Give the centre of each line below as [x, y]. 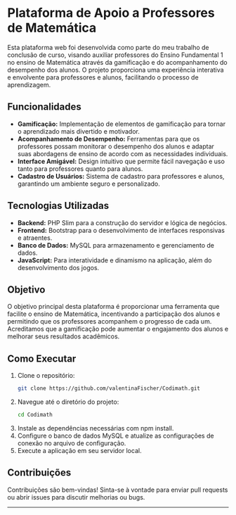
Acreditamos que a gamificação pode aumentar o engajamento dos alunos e [118, 329]
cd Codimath [35, 415]
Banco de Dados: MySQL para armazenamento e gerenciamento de [116, 245]
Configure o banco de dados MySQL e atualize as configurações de [116, 435]
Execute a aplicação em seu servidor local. [79, 450]
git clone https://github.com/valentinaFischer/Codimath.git [109, 388]
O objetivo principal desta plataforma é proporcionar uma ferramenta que [113, 307]
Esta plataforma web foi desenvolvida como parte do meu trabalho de [108, 47]
